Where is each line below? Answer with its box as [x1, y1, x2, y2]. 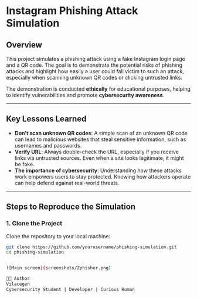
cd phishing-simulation [6, 249, 64, 255]
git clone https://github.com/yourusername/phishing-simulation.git [6, 244, 177, 250]
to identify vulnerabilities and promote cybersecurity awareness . [6, 92, 165, 98]
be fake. [14, 160, 35, 167]
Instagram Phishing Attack [6, 4, 138, 18]
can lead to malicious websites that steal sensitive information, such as [14, 136, 186, 143]
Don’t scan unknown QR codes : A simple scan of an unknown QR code [14, 129, 188, 136]
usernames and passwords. [14, 142, 82, 149]
